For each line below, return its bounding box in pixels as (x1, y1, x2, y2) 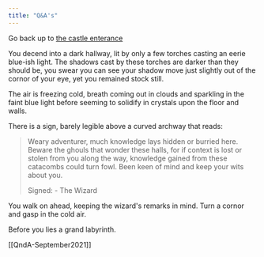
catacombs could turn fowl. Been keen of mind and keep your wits (27, 161, 244, 171)
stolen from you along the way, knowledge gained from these (27, 153, 228, 163)
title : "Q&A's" (8, 11, 58, 20)
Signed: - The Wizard (27, 185, 97, 195)
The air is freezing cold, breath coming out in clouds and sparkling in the (8, 89, 245, 99)
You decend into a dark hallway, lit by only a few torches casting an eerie (8, 48, 247, 58)
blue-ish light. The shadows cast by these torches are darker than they (8, 57, 239, 66)
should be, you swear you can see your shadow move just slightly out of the (8, 65, 256, 75)
